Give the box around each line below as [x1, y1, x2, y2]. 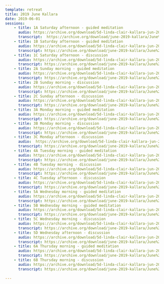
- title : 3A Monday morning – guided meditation [14, 107, 115, 113]
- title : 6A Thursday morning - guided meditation [14, 244, 119, 249]
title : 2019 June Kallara [5, 12, 58, 17]
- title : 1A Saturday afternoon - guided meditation [14, 25, 123, 30]
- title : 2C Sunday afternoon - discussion [14, 94, 104, 98]
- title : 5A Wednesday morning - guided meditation [14, 189, 121, 194]
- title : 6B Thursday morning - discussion [14, 258, 104, 262]
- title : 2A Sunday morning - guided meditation [14, 67, 115, 71]
